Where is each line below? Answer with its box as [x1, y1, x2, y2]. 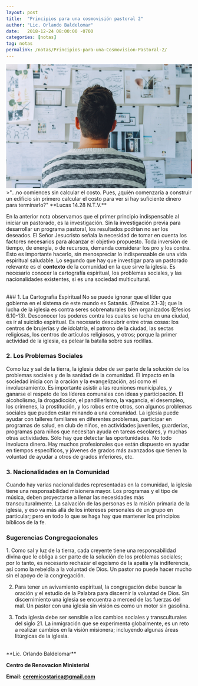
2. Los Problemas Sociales [6, 352, 83, 360]
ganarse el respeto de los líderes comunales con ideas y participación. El [6, 390, 184, 397]
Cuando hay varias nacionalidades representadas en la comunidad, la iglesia [6, 481, 192, 488]
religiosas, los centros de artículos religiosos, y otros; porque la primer [6, 331, 177, 338]
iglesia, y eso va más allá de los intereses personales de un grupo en [6, 507, 173, 514]
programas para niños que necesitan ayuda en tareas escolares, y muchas [6, 428, 187, 435]
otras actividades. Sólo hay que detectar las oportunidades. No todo [6, 434, 172, 441]
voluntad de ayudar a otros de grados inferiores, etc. [6, 453, 134, 460]
